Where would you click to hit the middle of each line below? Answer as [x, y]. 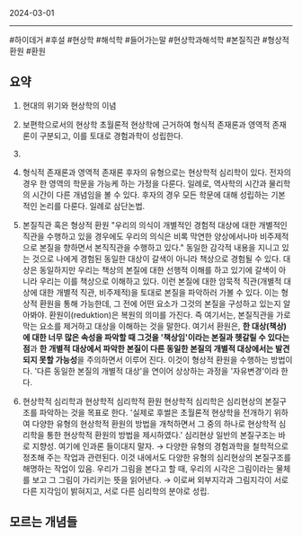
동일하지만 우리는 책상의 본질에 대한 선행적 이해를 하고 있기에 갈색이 [158, 269]
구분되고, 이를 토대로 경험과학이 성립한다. [111, 136]
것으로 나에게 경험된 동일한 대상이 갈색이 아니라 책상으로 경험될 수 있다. [156, 259]
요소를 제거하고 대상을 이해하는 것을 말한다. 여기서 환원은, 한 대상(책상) [163, 326]
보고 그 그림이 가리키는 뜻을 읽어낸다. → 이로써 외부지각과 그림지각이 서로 [160, 480]
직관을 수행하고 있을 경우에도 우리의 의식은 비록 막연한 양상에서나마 [140, 236]
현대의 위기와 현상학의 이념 [69, 105]
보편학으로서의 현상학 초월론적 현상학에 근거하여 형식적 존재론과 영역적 [146, 124]
